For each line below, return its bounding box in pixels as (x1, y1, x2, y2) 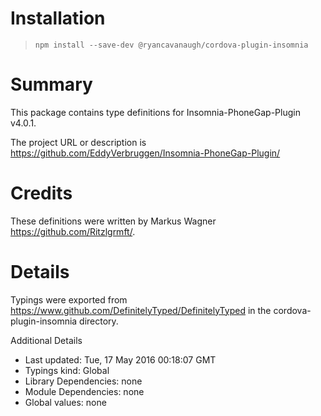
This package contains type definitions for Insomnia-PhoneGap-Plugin (10, 106, 301, 118)
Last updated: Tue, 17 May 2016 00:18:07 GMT (24, 353, 217, 366)
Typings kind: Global (24, 364, 110, 376)
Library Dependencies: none (24, 375, 143, 387)
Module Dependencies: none (24, 385, 145, 397)
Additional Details (10, 334, 83, 346)
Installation (10, 7, 106, 30)
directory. (79, 315, 119, 327)
